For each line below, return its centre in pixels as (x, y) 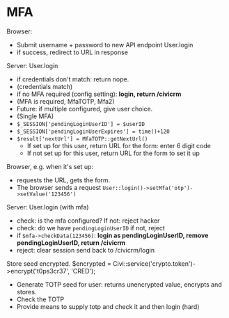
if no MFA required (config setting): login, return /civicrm (99, 94)
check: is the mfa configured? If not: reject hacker (88, 221)
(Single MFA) (35, 116)
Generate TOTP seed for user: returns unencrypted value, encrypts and (119, 284)
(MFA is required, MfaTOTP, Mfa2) (65, 101)
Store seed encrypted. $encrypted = (59, 263)
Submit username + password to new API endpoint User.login (105, 45)
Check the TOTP (40, 299)
